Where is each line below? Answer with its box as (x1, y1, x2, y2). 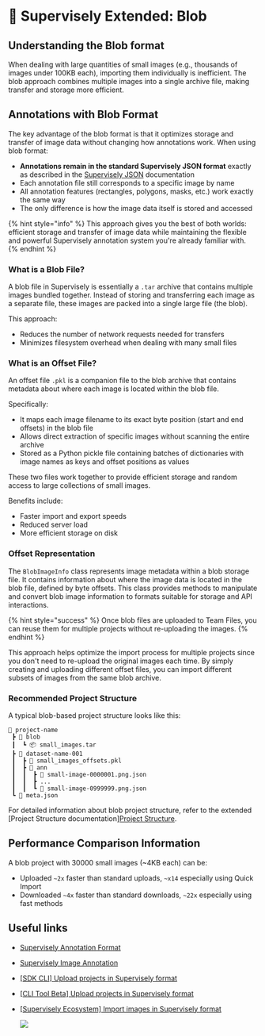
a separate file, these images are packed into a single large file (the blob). (8, 299, 248, 309)
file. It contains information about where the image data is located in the (8, 574, 243, 584)
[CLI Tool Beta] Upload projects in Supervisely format (19, 988, 194, 998)
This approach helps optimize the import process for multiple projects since (8, 647, 256, 657)
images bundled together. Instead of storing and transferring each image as (8, 290, 256, 300)
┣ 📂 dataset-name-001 (11, 750, 83, 758)
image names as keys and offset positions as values (19, 457, 190, 466)
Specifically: (8, 400, 49, 409)
